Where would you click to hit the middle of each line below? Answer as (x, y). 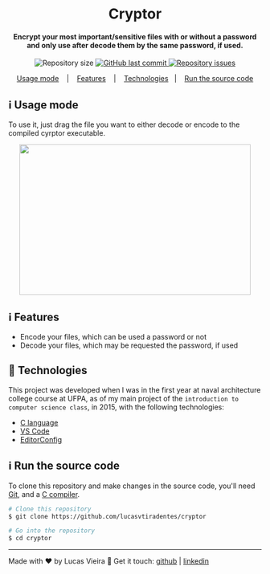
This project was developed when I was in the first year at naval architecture (135, 389)
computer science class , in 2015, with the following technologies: (117, 407)
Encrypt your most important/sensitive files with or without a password (135, 36)
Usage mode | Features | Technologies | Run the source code (135, 79)
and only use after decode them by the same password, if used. (135, 45)
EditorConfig (41, 439)
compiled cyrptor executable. (57, 133)
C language (39, 422)
